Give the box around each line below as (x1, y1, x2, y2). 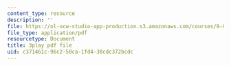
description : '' (7, 16, 54, 23)
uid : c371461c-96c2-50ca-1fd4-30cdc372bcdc (7, 49, 134, 56)
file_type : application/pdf (7, 29, 88, 36)
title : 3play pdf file (7, 42, 72, 49)
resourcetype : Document (7, 36, 76, 43)
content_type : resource (7, 10, 76, 17)
